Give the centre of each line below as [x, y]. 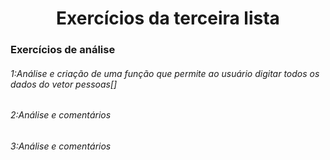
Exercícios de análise [63, 50]
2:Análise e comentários [61, 115]
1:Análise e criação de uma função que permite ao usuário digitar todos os [165, 73]
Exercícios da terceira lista [168, 18]
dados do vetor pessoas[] [64, 84]
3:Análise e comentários [61, 146]
